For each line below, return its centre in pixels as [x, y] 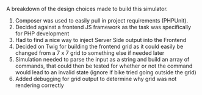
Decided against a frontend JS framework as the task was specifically [103, 27]
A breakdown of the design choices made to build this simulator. [87, 9]
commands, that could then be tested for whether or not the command [104, 66]
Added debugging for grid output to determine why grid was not [96, 79]
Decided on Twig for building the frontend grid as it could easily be [99, 46]
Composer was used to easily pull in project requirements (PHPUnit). [101, 20]
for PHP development [42, 33]
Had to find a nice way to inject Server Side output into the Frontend [101, 40]
